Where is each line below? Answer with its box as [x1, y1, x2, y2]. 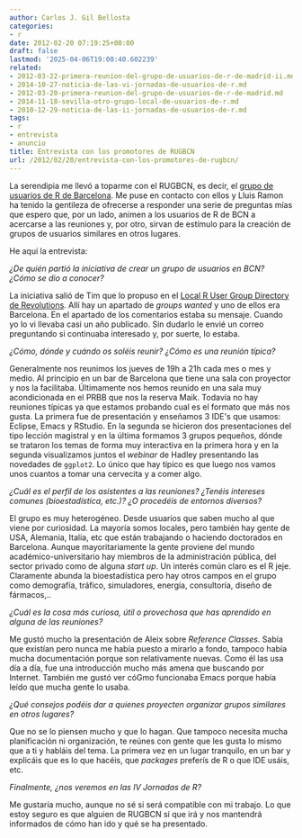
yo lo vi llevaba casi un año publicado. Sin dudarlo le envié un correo [9, 319, 264, 329]
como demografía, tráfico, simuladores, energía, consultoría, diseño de [9, 580, 272, 590]
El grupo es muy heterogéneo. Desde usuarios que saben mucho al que [9, 512, 275, 523]
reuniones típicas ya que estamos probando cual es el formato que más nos [9, 401, 290, 412]
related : [9, 64, 42, 73]
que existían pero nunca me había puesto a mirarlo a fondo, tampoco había [9, 643, 288, 653]
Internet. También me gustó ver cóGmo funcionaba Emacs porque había [9, 671, 277, 682]
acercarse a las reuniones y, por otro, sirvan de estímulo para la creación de [9, 218, 291, 230]
